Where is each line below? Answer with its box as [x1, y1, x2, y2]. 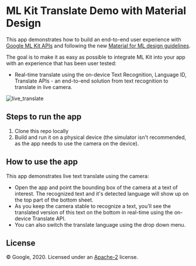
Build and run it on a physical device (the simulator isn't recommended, [14, 134, 187, 141]
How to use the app [6, 157, 78, 167]
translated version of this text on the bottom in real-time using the [14, 209, 173, 216]
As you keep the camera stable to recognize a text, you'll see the [14, 202, 171, 209]
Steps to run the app [6, 112, 82, 122]
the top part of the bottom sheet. [14, 196, 94, 203]
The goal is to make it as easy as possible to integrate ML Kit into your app [6, 53, 185, 60]
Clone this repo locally [14, 127, 69, 134]
